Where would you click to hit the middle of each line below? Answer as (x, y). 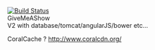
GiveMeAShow (29, 18)
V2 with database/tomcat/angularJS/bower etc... (78, 25)
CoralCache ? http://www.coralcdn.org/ (64, 39)
